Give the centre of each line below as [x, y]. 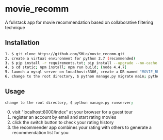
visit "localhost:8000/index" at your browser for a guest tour [72, 112]
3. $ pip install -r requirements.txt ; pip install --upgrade [69, 63]
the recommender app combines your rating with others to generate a [82, 127]
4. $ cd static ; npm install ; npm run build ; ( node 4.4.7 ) [66, 67]
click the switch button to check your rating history [63, 122]
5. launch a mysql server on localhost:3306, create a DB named [71, 72]
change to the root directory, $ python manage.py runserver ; [69, 103]
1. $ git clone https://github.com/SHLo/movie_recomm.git [65, 54]
